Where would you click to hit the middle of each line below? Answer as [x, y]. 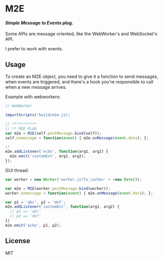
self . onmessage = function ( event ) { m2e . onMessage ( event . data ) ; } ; [77, 138]
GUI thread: [17, 170]
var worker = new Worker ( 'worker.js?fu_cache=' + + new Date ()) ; [73, 179]
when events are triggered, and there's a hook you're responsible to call [79, 82]
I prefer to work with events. [34, 49]
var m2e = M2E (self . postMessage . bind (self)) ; [53, 133]
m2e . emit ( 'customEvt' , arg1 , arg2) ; [48, 156]
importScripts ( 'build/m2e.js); [38, 115]
